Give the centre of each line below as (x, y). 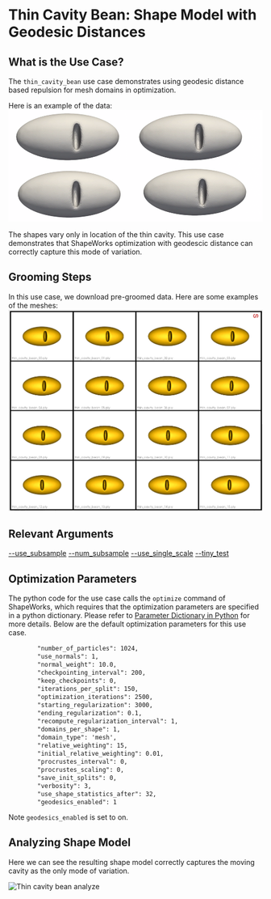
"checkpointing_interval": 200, (92, 673)
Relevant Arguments (61, 534)
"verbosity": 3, (65, 787)
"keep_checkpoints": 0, (77, 681)
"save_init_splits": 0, (77, 778)
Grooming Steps (50, 277)
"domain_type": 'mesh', (77, 738)
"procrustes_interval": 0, (83, 762)
